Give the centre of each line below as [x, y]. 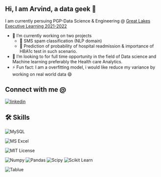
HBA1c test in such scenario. [48, 51]
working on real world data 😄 [42, 74]
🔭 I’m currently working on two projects [52, 35]
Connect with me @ [36, 89]
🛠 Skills [18, 117]
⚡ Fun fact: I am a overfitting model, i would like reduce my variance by [84, 67]
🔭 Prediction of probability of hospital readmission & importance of [87, 46]
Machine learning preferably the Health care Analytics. [67, 61]
